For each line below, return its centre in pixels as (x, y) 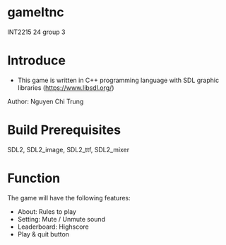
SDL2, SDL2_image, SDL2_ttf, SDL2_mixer (69, 149)
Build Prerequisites (64, 130)
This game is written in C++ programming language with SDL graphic (118, 80)
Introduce (36, 61)
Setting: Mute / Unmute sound (61, 219)
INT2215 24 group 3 (36, 32)
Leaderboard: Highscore (53, 227)
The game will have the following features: (69, 198)
